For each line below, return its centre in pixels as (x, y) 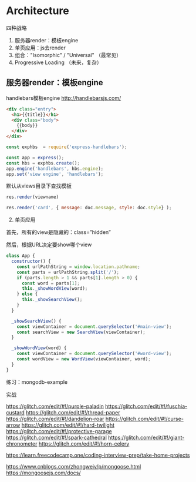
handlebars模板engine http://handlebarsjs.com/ (64, 98)
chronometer (22, 443)
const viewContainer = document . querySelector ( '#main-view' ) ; (94, 327)
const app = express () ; (35, 158)
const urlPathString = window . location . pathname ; (79, 267)
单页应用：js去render (40, 48)
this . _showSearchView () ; (52, 300)
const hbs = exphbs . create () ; (43, 163)
